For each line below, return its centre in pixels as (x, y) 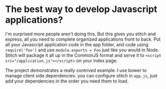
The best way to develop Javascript (81, 9)
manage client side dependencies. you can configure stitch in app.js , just (81, 75)
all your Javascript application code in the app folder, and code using (77, 44)
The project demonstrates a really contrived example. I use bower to (76, 70)
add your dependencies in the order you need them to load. (67, 81)
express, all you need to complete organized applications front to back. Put (83, 39)
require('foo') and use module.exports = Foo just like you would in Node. (82, 50)
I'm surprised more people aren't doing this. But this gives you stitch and (80, 34)
